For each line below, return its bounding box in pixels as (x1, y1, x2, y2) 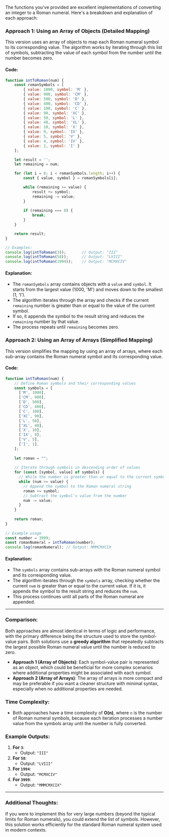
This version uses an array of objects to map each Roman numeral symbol (5, 39, 159, 45)
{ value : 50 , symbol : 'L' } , (23, 115, 84, 120)
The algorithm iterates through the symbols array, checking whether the (12, 577, 160, 584)
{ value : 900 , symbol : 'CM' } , (23, 92, 89, 97)
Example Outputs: (5, 733, 50, 740)
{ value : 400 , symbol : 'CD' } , (23, 101, 89, 106)
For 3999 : (12, 777, 31, 783)
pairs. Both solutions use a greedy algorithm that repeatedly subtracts (17, 638, 164, 645)
